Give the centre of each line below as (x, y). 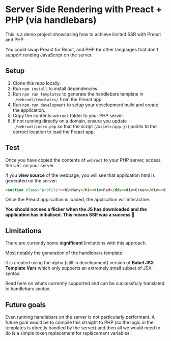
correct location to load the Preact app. (54, 132)
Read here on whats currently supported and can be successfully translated (85, 284)
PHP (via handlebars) (51, 20)
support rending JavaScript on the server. (49, 55)
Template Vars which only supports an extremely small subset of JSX (78, 268)
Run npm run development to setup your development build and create (85, 105)
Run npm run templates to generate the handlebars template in (78, 94)
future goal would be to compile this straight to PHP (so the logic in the (79, 322)
